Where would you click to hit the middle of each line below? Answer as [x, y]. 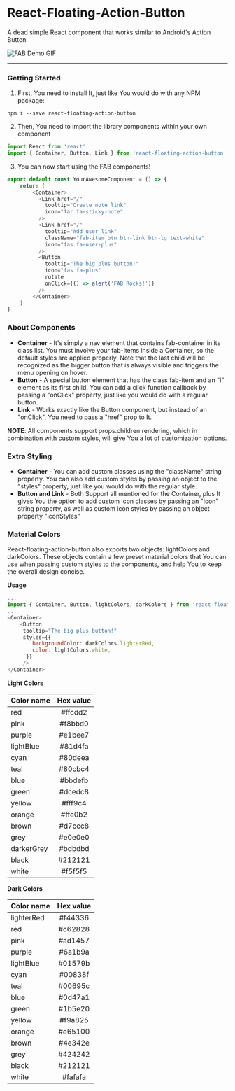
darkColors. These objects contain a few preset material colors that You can [117, 557]
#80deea [74, 757]
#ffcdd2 [74, 712]
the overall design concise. [46, 572]
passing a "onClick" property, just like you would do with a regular [113, 395]
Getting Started [34, 78]
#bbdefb [74, 780]
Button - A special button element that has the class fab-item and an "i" [121, 380]
